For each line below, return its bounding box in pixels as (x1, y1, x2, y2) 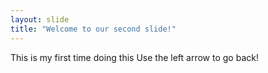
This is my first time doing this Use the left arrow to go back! (10, 51, 259, 63)
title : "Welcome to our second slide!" (10, 24, 177, 34)
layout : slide (10, 14, 70, 25)
